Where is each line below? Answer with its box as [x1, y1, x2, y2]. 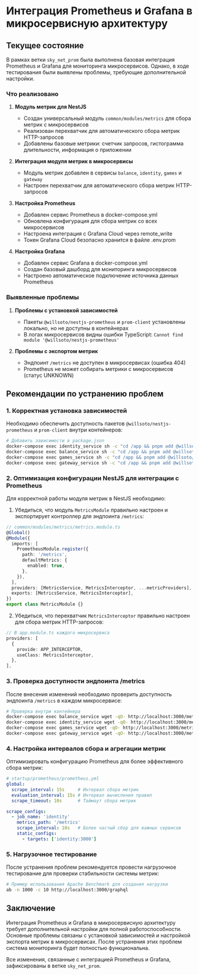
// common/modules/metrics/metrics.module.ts [6, 524, 120, 530]
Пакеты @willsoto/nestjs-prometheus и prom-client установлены [23, 318, 185, 325]
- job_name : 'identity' [11, 814, 70, 820]
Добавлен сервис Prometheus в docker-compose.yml [23, 211, 158, 218]
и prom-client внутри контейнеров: [34, 426, 123, 434]
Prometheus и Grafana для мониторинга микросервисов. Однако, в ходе [6, 62, 190, 69]
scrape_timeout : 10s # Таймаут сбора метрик [11, 798, 136, 803]
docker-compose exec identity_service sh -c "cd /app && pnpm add [6, 443, 174, 449]
